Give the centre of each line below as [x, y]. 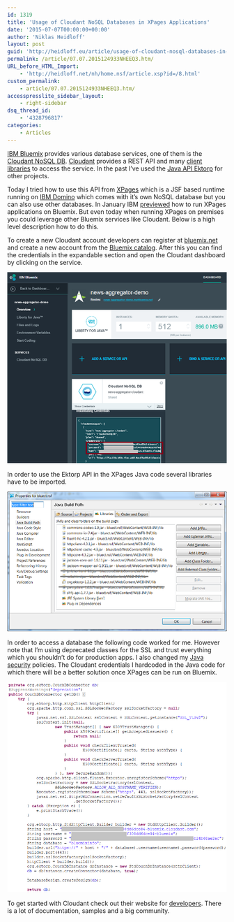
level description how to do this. [53, 226]
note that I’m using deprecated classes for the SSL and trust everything [109, 650]
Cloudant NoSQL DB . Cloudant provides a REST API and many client [105, 161]
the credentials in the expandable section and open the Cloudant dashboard [116, 254]
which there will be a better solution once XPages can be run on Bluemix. [112, 672]
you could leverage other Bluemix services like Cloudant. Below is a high [111, 219]
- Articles [36, 133]
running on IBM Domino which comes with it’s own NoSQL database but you [117, 196]
